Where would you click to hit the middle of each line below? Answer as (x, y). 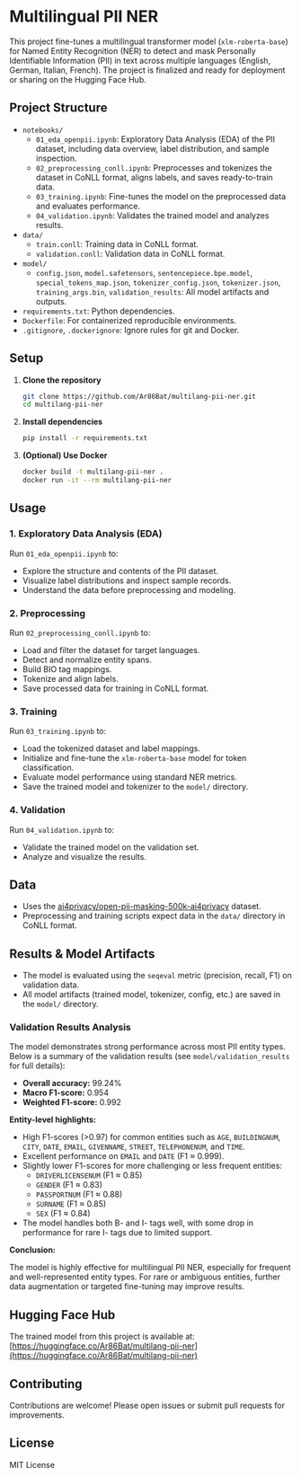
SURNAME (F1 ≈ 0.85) (71, 1204)
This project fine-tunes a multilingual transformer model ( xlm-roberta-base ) (149, 41)
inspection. (57, 158)
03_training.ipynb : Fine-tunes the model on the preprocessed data (160, 196)
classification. (48, 768)
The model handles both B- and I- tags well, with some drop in (138, 1223)
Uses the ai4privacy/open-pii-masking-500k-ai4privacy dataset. (142, 907)
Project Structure (58, 108)
